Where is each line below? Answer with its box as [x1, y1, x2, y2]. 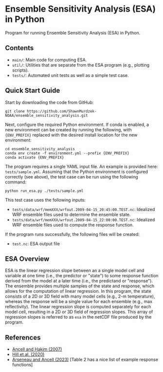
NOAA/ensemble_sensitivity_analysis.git [5, 113, 89, 118]
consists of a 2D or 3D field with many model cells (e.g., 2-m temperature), [5, 293, 155, 300]
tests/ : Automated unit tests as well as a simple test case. [12, 72, 129, 78]
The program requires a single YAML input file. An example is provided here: [5, 163, 158, 169]
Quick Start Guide [5, 87, 60, 95]
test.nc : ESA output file [12, 241, 60, 247]
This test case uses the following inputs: [5, 197, 86, 203]
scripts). [12, 67, 29, 73]
